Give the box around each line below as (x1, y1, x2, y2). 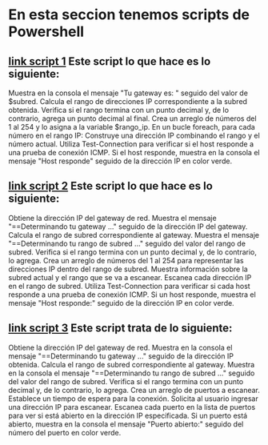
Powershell (8, 22, 85, 41)
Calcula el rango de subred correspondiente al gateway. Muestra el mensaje (8, 230, 260, 239)
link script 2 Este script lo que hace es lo (8, 179, 214, 193)
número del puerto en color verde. (8, 427, 122, 437)
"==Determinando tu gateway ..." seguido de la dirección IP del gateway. (8, 222, 248, 231)
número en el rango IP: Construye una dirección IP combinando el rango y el (8, 130, 260, 140)
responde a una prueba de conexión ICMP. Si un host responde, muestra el (8, 290, 256, 299)
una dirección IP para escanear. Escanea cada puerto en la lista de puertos (8, 402, 256, 411)
